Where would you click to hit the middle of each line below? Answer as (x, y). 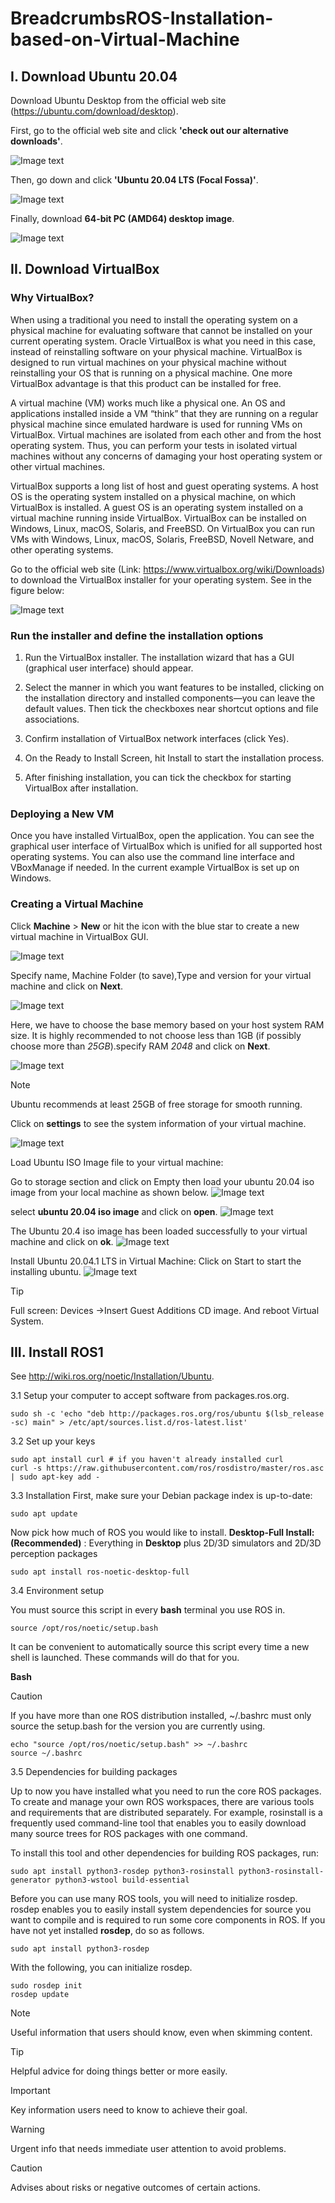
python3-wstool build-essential (122, 1880)
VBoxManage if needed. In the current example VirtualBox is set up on (155, 868)
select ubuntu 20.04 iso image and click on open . (114, 1211)
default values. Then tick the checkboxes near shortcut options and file (171, 708)
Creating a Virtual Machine (77, 904)
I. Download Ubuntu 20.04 (94, 76)
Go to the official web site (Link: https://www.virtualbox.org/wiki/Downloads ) (168, 569)
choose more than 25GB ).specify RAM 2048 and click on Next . (140, 1046)
